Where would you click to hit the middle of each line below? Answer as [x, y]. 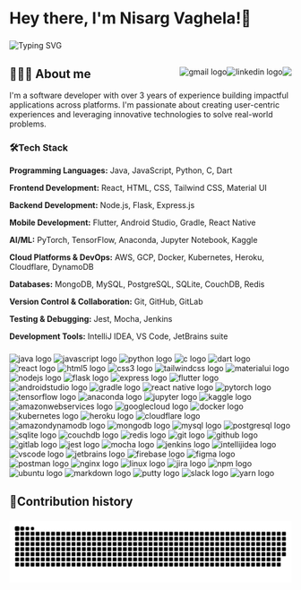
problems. [28, 124]
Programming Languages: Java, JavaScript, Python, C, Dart [121, 170]
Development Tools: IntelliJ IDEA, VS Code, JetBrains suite [119, 336]
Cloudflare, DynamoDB [52, 267]
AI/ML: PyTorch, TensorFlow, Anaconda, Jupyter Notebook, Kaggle [133, 240]
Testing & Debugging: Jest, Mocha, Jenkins [91, 319]
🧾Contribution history [71, 501]
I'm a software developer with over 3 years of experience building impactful [149, 95]
